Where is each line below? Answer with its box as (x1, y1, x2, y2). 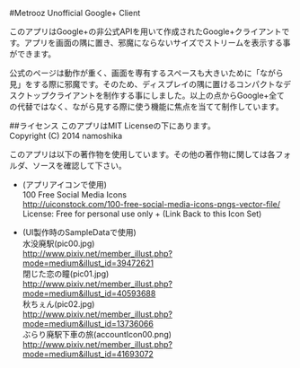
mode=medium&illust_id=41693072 (22, 349, 154, 359)
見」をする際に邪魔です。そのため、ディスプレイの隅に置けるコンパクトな (9, 79, 284, 89)
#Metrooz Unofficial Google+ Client (9, 8, 141, 18)
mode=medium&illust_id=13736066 (22, 319, 154, 329)
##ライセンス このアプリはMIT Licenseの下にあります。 (9, 120, 216, 131)
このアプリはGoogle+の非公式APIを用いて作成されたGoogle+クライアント (9, 26, 282, 37)
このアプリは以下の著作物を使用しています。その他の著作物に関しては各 (9, 149, 276, 160)
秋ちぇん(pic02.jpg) (22, 299, 95, 309)
